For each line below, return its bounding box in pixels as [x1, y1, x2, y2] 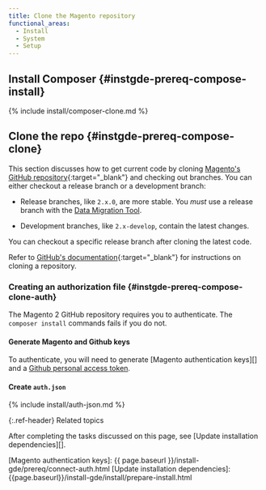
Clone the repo [8, 130, 85, 143]
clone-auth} [8, 291, 57, 302]
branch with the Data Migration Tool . [19, 205, 142, 215]
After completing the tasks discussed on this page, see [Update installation [8, 431, 259, 441]
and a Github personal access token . [8, 364, 131, 373]
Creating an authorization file [8, 281, 126, 292]
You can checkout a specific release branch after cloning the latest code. [8, 236, 252, 246]
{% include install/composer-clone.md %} [8, 106, 149, 116]
